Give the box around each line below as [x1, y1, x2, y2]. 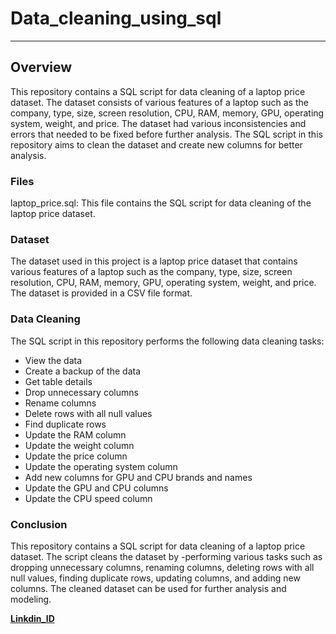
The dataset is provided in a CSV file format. [10, 287, 193, 299]
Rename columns [24, 397, 97, 409]
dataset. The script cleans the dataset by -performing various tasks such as [10, 550, 323, 562]
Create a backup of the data [24, 365, 142, 377]
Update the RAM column [24, 428, 127, 441]
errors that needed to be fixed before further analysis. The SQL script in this [10, 128, 323, 140]
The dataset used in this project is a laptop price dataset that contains [10, 255, 298, 267]
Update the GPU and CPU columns [24, 482, 169, 494]
